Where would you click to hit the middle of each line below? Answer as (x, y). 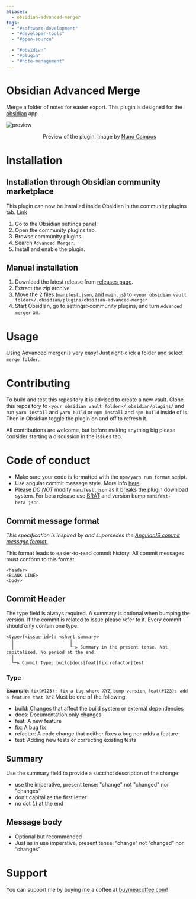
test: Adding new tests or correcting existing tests (75, 740)
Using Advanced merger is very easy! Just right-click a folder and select (95, 353)
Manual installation (42, 267)
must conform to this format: (41, 559)
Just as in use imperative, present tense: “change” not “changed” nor (99, 843)
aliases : (17, 12)
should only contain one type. (42, 625)
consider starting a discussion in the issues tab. (64, 436)
